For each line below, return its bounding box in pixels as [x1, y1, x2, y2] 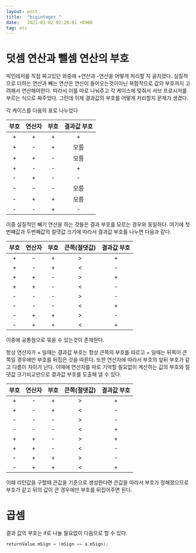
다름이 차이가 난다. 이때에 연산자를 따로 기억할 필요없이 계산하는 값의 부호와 [12, 364, 184, 371]
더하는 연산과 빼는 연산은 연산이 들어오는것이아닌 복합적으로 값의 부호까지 [16, 80, 184, 87]
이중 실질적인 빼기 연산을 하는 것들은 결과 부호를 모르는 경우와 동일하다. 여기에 [6, 221, 184, 228]
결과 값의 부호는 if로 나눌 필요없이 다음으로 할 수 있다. [6, 530, 128, 537]
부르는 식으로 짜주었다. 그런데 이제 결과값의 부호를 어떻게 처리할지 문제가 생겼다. [6, 94, 189, 101]
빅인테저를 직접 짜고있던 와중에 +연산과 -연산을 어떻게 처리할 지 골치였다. [6, 73, 173, 80]
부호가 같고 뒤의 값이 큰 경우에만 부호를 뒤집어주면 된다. [6, 486, 133, 493]
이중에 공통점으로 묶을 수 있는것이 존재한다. [6, 337, 105, 344]
